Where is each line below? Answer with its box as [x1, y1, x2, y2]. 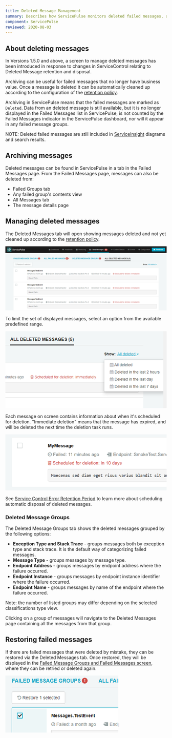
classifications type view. [5, 605, 58, 611]
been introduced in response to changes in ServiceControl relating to [5, 63, 151, 69]
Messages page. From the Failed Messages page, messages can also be [5, 170, 159, 176]
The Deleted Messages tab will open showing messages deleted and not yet [5, 231, 166, 237]
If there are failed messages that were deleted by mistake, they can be [5, 649, 154, 655]
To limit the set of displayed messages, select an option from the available [5, 315, 162, 321]
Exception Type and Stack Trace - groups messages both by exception [12, 541, 165, 547]
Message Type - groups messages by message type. [12, 557, 126, 563]
